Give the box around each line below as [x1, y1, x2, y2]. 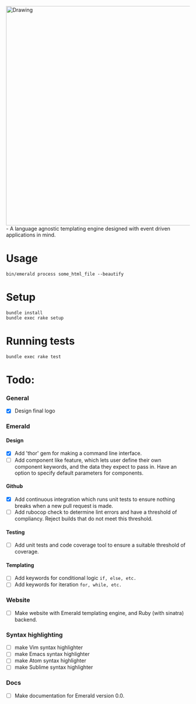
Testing [6, 528, 25, 535]
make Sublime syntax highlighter [14, 664, 93, 671]
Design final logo [14, 407, 55, 414]
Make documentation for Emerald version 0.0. [14, 692, 125, 699]
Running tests [6, 335, 75, 348]
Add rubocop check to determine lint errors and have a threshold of [14, 509, 177, 516]
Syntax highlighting [6, 630, 63, 638]
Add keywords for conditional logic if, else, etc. [14, 575, 136, 582]
